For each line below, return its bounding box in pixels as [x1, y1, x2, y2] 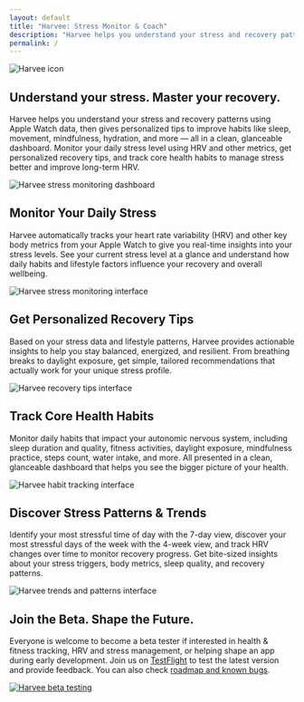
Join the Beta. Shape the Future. [9, 611, 195, 627]
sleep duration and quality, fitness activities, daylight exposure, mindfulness [9, 442, 292, 453]
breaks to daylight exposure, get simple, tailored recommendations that [9, 355, 276, 366]
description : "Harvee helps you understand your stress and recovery [9, 30, 278, 39]
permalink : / [9, 38, 59, 48]
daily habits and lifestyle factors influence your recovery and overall [9, 258, 262, 269]
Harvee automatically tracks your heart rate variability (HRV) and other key [9, 229, 288, 240]
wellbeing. [9, 268, 48, 279]
